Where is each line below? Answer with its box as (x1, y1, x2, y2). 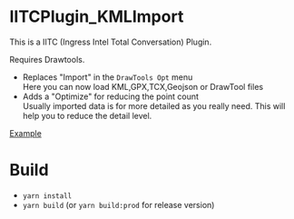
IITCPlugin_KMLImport (9, 6, 184, 27)
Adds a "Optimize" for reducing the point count (22, 91, 200, 102)
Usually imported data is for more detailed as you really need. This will (22, 100, 286, 111)
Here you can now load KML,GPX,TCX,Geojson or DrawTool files (22, 81, 264, 92)
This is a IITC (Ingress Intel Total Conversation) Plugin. (9, 36, 212, 47)
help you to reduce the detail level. (22, 110, 152, 121)
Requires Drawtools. (9, 54, 85, 65)
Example (9, 127, 43, 138)
